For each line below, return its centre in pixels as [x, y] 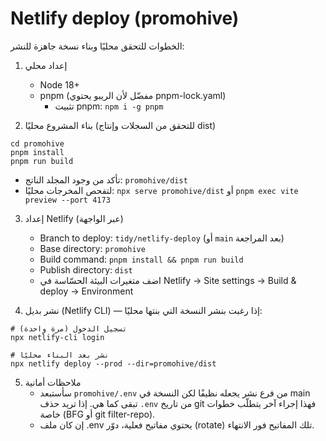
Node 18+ [59, 84]
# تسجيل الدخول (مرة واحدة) [69, 328]
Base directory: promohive [92, 248]
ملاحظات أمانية [53, 382]
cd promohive [37, 143]
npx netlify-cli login [57, 337]
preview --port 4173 [67, 200]
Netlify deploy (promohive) [125, 18]
